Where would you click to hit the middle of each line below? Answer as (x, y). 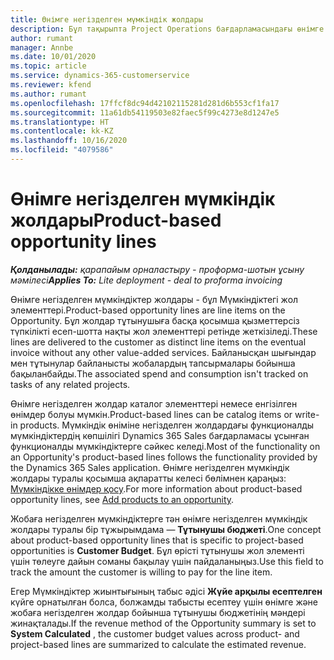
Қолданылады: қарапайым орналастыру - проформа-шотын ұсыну (157, 269)
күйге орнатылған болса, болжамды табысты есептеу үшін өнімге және (164, 602)
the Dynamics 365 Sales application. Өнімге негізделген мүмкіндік (150, 467)
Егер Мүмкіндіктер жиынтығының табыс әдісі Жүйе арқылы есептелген (166, 591)
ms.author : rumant (48, 94)
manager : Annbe (42, 47)
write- (307, 414)
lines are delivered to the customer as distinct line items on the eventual (158, 342)
